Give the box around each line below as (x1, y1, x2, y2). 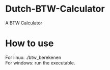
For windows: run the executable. (5, 59, 75, 66)
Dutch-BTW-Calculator (5, 3, 105, 15)
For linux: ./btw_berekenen (5, 54, 62, 60)
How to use (5, 38, 54, 49)
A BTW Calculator (5, 20, 42, 26)
